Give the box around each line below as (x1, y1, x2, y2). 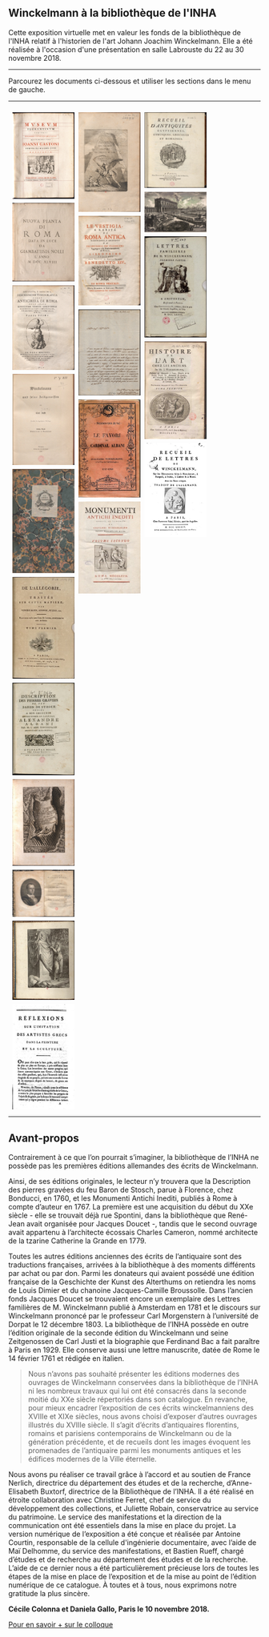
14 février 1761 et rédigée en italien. (8, 1354, 125, 1363)
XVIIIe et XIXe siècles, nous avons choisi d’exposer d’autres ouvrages (27, 1412, 258, 1422)
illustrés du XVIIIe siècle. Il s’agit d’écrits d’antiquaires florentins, (27, 1420, 239, 1430)
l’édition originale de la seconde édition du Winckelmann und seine (8, 1328, 229, 1338)
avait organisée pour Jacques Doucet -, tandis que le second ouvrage (26, 1219, 258, 1229)
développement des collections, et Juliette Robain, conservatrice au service (8, 1504, 259, 1514)
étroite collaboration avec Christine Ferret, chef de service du (8, 1495, 211, 1505)
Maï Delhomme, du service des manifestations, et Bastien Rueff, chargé (8, 1547, 244, 1556)
